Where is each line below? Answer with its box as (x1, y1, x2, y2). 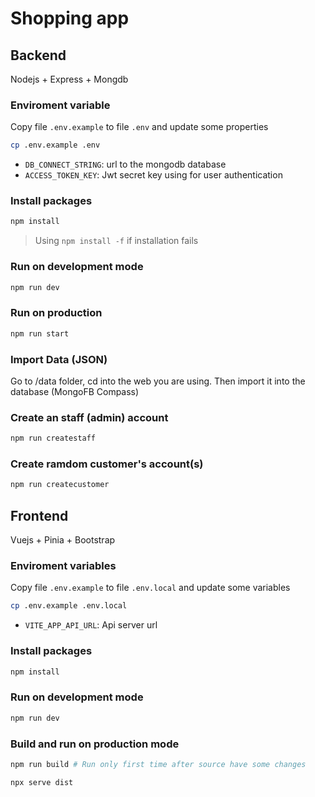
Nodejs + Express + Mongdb (10, 73, 129, 85)
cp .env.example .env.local (10, 601, 128, 611)
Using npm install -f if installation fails (34, 235, 199, 247)
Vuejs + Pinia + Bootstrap (10, 534, 116, 546)
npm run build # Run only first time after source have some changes (10, 759, 307, 769)
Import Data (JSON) (10, 352, 108, 366)
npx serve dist (10, 777, 74, 787)
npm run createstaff (10, 433, 97, 444)
